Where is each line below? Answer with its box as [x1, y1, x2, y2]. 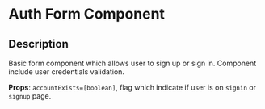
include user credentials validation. [8, 67, 125, 77]
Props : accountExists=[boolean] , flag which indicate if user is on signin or [8, 82, 257, 92]
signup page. [8, 91, 52, 101]
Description [8, 37, 69, 51]
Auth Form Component [8, 5, 166, 23]
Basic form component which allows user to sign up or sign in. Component [8, 58, 257, 68]
